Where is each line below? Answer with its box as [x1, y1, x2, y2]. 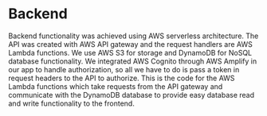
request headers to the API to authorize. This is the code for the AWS [8, 73, 235, 83]
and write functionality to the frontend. [8, 99, 135, 108]
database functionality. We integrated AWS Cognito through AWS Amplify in [8, 56, 257, 66]
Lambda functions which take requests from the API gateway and [8, 81, 223, 91]
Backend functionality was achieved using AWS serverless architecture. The [8, 31, 259, 41]
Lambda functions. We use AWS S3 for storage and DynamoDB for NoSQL [8, 48, 253, 57]
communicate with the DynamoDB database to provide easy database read [8, 90, 255, 99]
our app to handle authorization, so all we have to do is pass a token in [8, 64, 240, 74]
